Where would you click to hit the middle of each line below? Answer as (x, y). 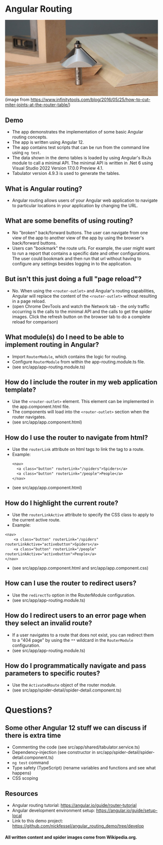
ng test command (30, 763)
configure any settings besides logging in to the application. (72, 264)
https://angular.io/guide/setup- (127, 810)
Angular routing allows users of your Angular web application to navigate (85, 200)
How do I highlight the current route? (62, 503)
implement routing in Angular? (52, 345)
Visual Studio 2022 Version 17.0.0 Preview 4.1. (58, 168)
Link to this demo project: (37, 821)
